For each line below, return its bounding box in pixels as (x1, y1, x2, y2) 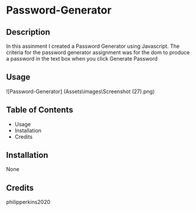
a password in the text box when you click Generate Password (6, 55, 158, 62)
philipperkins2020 (6, 199, 51, 206)
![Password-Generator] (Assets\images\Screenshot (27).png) (6, 88, 155, 95)
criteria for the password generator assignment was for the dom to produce (6, 49, 190, 56)
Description (6, 27, 50, 37)
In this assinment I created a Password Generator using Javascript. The (6, 42, 180, 50)
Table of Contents (6, 105, 74, 115)
